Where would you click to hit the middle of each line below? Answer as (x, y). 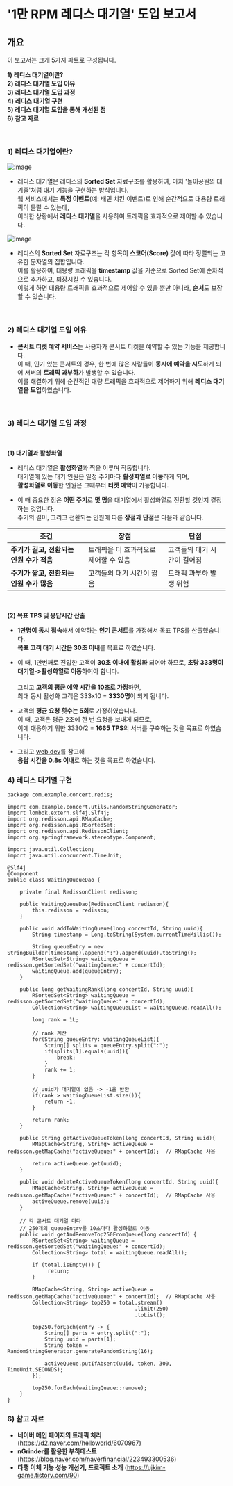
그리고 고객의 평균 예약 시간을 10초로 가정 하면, (79, 687)
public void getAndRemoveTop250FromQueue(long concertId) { (108, 1235)
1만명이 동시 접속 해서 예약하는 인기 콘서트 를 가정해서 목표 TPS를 (104, 630)
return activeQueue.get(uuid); (77, 1164)
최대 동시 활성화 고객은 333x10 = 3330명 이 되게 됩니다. (93, 695)
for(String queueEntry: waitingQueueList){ (96, 1040)
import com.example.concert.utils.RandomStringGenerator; (93, 807)
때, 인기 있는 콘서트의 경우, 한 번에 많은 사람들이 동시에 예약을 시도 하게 (120, 364)
